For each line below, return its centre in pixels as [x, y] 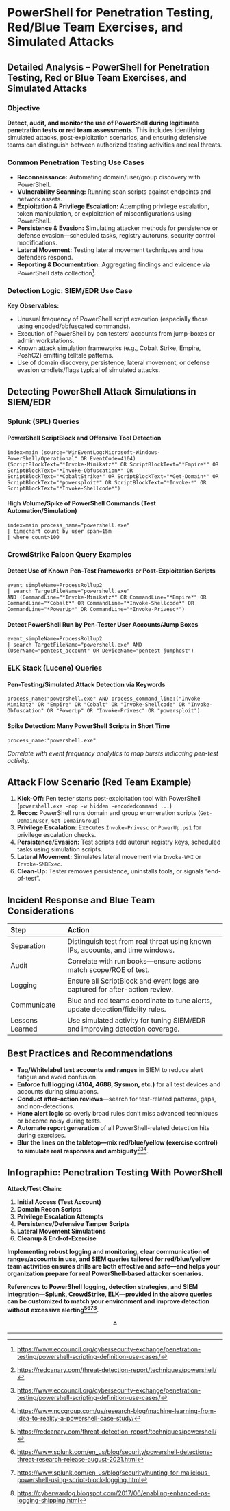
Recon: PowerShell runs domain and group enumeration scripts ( [108, 813]
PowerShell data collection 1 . [56, 272]
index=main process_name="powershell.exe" [68, 525]
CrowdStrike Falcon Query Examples [69, 554]
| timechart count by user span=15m [59, 531]
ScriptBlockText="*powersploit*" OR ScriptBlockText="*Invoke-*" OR [107, 482]
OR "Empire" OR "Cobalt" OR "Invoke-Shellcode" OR [111, 705]
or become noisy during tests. [59, 1121]
